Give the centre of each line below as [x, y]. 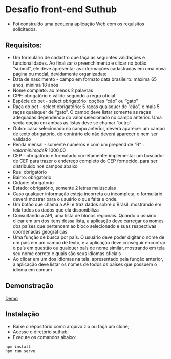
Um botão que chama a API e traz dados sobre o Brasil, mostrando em [87, 204]
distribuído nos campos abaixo [45, 166]
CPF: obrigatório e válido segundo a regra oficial [64, 95]
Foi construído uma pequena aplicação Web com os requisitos [78, 24]
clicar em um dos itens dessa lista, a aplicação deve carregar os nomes [88, 221]
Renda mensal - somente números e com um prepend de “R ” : [79, 144]
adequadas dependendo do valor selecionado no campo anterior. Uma [87, 117]
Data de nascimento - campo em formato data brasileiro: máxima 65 [85, 79]
